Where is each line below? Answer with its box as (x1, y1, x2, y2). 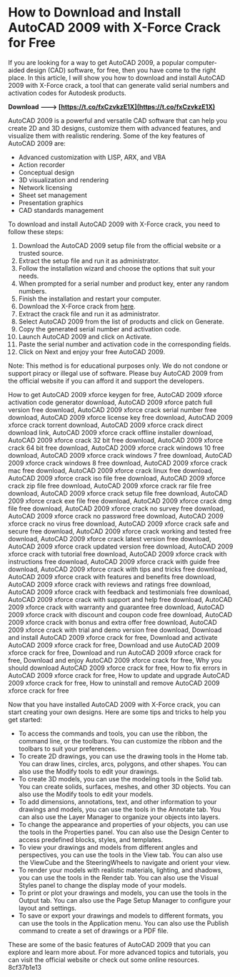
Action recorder (18, 160, 65, 169)
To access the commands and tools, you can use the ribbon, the (18, 729, 208, 738)
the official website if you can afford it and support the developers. (8, 376, 204, 385)
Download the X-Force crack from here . (18, 301, 136, 311)
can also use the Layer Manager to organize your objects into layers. (18, 812, 221, 821)
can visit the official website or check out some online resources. (8, 955, 199, 964)
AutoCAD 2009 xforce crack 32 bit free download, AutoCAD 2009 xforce (8, 436, 224, 444)
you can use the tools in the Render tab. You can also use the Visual (18, 873, 219, 882)
